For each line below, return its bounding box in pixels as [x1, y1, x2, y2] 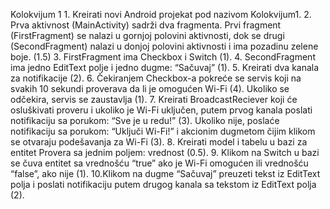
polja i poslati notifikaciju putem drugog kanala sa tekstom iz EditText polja [10, 179, 317, 190]
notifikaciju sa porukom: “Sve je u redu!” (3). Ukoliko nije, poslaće [10, 115, 280, 126]
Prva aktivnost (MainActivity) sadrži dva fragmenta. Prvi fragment [10, 19, 282, 31]
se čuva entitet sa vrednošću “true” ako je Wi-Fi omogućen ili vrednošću [10, 157, 309, 169]
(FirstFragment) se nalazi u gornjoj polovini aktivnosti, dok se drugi [10, 30, 285, 41]
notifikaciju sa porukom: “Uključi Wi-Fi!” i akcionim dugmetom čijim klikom [10, 125, 316, 137]
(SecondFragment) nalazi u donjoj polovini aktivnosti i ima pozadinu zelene [10, 40, 319, 52]
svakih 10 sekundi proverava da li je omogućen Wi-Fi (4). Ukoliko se [10, 83, 290, 94]
